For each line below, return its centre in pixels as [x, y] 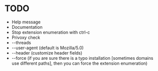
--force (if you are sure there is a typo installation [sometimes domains [82, 58]
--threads [21, 42]
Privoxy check [26, 37]
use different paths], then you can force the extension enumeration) [79, 63]
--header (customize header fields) [47, 53]
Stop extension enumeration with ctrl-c [51, 32]
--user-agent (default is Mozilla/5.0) [47, 48]
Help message [26, 22]
